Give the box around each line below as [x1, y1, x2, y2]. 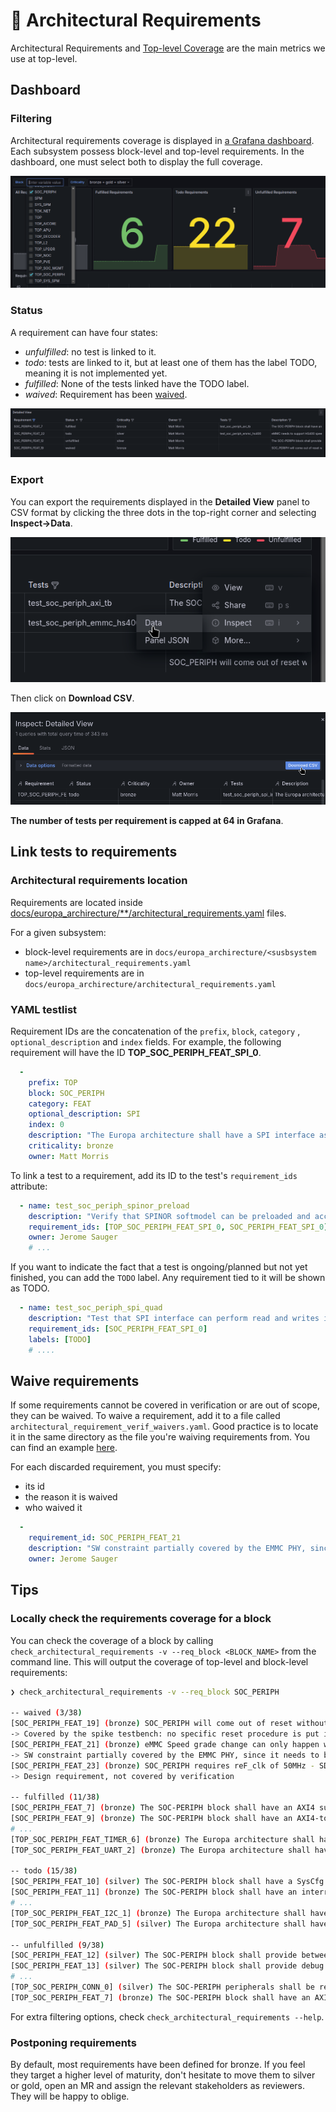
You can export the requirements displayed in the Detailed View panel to [10, 495, 310, 508]
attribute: [10, 1180, 48, 1192]
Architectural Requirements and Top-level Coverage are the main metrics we [10, 42, 326, 54]
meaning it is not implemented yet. [24, 367, 168, 379]
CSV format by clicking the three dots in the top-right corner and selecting [10, 506, 317, 518]
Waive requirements [10, 1372, 140, 1389]
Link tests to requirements [10, 844, 178, 861]
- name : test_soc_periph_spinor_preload [19, 1200, 190, 1211]
